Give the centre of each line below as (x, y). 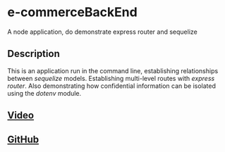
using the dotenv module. (44, 93)
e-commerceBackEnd (72, 12)
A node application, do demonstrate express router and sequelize (102, 32)
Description (34, 54)
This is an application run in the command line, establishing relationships (113, 70)
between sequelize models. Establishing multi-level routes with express (111, 78)
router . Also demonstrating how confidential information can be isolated (112, 86)
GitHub (23, 139)
